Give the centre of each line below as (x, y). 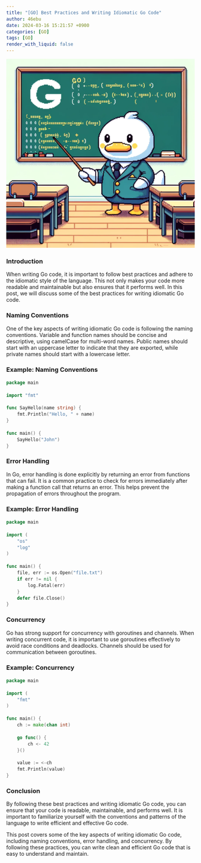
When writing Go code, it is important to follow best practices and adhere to (100, 274)
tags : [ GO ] (20, 38)
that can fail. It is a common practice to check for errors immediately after (97, 480)
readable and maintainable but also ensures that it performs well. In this (94, 287)
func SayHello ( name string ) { (44, 408)
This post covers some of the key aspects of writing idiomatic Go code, (94, 835)
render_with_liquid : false (40, 44)
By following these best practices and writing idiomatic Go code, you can (96, 804)
